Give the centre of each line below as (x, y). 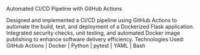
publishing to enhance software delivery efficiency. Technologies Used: (95, 39)
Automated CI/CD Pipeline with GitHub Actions (64, 9)
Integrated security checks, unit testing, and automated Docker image (93, 33)
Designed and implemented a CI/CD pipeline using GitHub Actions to (92, 20)
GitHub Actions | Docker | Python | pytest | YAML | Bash (76, 45)
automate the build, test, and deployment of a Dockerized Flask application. (100, 27)
